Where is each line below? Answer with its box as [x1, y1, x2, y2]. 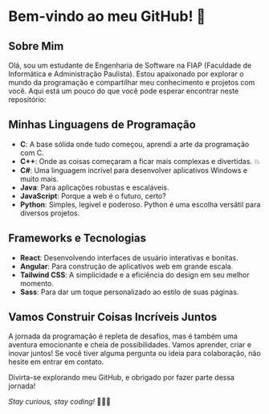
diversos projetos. [19, 208, 80, 218]
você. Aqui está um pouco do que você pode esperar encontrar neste [8, 86, 239, 96]
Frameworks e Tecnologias [8, 232, 147, 245]
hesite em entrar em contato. [8, 357, 104, 367]
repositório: [8, 95, 47, 104]
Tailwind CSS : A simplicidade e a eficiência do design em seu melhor [19, 269, 251, 280]
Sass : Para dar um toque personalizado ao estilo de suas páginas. [19, 287, 239, 297]
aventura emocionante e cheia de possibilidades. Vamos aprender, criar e [8, 340, 251, 350]
